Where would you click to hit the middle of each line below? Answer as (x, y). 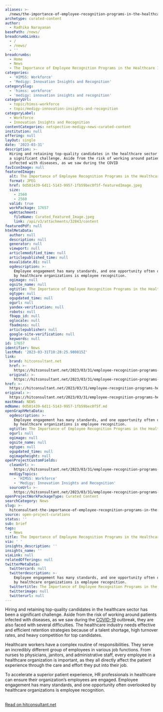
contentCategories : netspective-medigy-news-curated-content (68, 127)
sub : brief (16, 524)
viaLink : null (19, 555)
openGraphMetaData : (25, 411)
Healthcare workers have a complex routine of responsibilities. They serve (79, 645)
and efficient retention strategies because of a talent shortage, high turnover (81, 630)
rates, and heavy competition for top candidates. (54, 635)
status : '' (16, 519)
